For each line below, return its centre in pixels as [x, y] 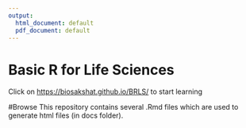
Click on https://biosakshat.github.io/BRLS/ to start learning [106, 91]
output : [21, 16]
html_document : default [54, 23]
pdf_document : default [53, 30]
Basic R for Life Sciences [91, 70]
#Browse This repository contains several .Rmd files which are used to [123, 107]
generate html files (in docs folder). [66, 115]
